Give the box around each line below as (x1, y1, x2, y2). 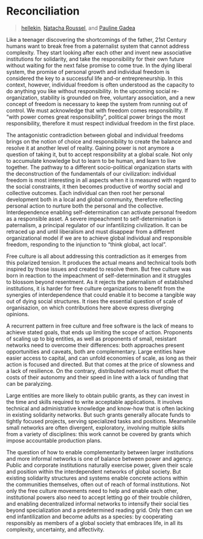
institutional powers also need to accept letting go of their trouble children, (6, 494, 192, 501)
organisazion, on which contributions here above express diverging (6, 304, 174, 311)
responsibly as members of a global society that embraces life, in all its (6, 519, 183, 526)
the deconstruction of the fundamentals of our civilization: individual (6, 170, 176, 177)
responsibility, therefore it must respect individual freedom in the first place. (6, 119, 195, 127)
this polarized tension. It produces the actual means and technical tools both (6, 259, 197, 266)
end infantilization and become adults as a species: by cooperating (6, 513, 173, 520)
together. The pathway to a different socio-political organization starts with (6, 164, 193, 171)
